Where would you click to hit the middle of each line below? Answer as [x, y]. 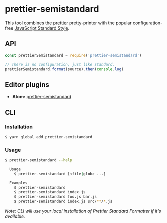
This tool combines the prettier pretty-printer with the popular [68, 23]
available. [15, 216]
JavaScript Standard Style [41, 28]
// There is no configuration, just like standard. [60, 64]
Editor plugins [27, 85]
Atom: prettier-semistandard [42, 97]
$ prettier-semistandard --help [39, 160]
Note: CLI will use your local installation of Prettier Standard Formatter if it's [83, 211]
